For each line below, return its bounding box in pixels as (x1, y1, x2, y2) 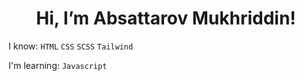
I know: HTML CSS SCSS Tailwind (8, 40, 134, 52)
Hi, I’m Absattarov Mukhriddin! (36, 7, 296, 30)
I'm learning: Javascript (8, 59, 108, 71)
